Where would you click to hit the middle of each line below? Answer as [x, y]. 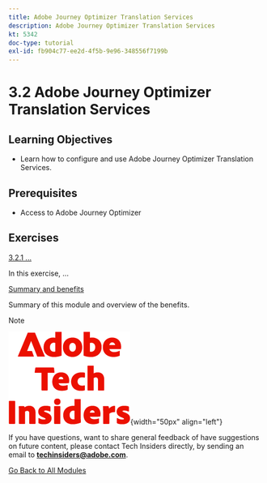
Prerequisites [43, 193]
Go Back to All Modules [47, 470]
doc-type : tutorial [41, 43]
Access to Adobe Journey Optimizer [81, 212]
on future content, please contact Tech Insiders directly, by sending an [126, 446]
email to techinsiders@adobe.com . [68, 455]
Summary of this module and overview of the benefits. [99, 305]
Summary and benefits [47, 289]
